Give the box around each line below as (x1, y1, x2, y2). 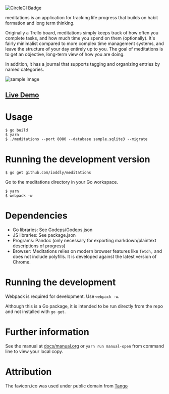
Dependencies (5, 210, 68, 222)
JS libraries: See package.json (12, 232, 76, 238)
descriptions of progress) (12, 243, 66, 249)
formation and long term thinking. (5, 20, 75, 26)
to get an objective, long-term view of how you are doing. (5, 51, 125, 57)
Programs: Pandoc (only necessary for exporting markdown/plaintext (12, 238, 156, 244)
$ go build (5, 128, 28, 133)
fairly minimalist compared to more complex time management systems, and (5, 40, 164, 47)
